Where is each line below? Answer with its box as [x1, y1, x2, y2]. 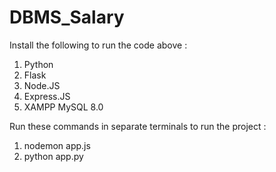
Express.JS [23, 90, 71, 102]
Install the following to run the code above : [9, 39, 188, 51]
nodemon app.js [23, 139, 91, 151]
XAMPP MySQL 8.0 [23, 101, 104, 113]
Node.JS [23, 79, 61, 91]
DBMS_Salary [9, 6, 125, 29]
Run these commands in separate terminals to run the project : [9, 120, 267, 132]
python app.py [23, 150, 84, 162]
